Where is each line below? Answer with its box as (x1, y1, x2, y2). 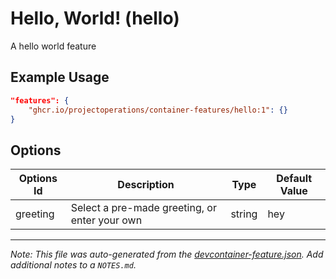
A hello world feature (10, 40, 97, 52)
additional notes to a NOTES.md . (10, 259, 137, 271)
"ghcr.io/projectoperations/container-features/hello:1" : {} (28, 105, 288, 115)
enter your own (70, 213, 143, 227)
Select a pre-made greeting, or (70, 201, 217, 215)
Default (276, 172, 313, 186)
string (230, 207, 258, 221)
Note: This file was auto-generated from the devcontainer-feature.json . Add (10, 248, 324, 261)
